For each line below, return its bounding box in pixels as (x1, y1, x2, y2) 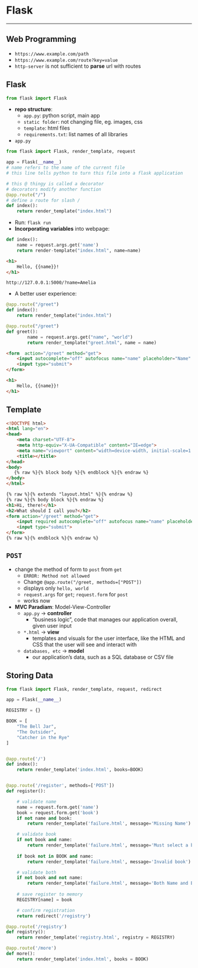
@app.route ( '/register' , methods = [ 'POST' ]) (6, 783, 115, 789)
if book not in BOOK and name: (16, 853, 94, 859)
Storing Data (6, 671, 54, 681)
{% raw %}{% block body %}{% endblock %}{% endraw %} (14, 470, 149, 475)
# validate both (16, 869, 57, 875)
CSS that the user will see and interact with (32, 641, 137, 648)
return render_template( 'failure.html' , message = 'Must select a (27, 842, 189, 848)
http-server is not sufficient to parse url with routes (14, 63, 141, 70)
